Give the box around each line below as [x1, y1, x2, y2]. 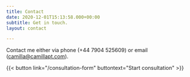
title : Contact [6, 8, 44, 15]
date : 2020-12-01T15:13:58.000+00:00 [6, 14, 100, 20]
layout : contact [6, 25, 47, 31]
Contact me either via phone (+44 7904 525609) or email [6, 47, 148, 54]
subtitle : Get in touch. [6, 20, 68, 25]
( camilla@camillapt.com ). [6, 53, 69, 60]
